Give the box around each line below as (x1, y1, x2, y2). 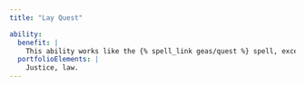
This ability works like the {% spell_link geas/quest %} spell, (25, 46, 279, 55)
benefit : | (17, 38, 59, 47)
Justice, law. (25, 63, 79, 72)
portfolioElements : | (17, 55, 100, 64)
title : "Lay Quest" (9, 13, 84, 23)
